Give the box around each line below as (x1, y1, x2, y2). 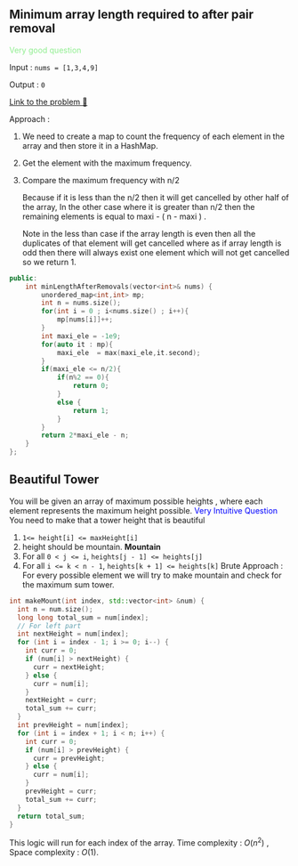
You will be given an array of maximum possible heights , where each (9, 496, 263, 506)
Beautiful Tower (9, 472, 100, 488)
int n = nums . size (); (41, 298, 122, 308)
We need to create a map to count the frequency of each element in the (21, 131, 285, 142)
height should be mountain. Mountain (21, 541, 162, 552)
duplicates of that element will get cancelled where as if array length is (21, 238, 282, 248)
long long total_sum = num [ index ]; (17, 613, 149, 622)
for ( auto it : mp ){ (41, 340, 114, 349)
